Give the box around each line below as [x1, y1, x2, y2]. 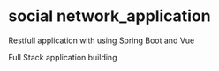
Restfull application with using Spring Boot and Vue [8, 35, 195, 46]
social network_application [8, 6, 211, 26]
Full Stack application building [8, 52, 117, 62]
